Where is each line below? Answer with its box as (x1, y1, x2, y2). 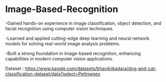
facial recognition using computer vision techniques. (5, 25, 114, 31)
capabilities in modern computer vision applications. (5, 55, 114, 61)
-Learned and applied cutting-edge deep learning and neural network (5, 35, 150, 41)
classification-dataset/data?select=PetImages (5, 70, 101, 76)
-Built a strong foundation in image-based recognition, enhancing (5, 50, 141, 56)
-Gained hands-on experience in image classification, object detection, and (5, 20, 162, 26)
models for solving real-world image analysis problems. (5, 40, 121, 46)
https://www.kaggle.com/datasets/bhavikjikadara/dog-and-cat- (25, 65, 157, 71)
